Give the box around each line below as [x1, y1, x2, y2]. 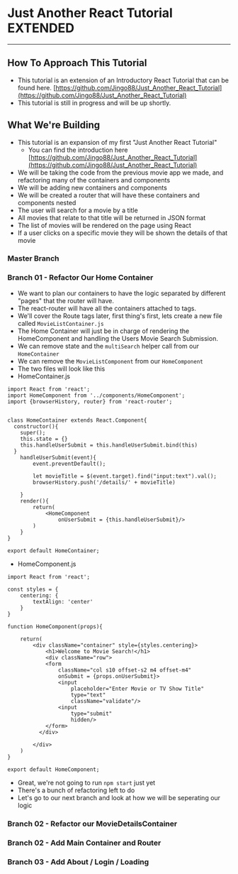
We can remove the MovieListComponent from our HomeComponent [17, 356, 204, 365]
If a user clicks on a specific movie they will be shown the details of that [17, 229, 228, 237]
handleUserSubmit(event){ [20, 454, 97, 461]
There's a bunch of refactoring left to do [17, 786, 135, 794]
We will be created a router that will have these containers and [17, 190, 200, 200]
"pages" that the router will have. [17, 296, 115, 305]
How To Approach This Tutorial [7, 57, 147, 69]
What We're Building [7, 119, 101, 131]
